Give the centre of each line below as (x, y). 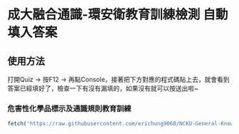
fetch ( (17, 124)
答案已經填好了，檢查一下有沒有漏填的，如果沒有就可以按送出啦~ (103, 88)
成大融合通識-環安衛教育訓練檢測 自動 (118, 15)
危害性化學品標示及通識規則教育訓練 (69, 108)
